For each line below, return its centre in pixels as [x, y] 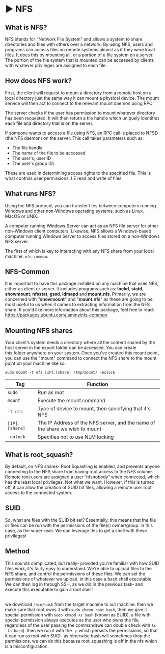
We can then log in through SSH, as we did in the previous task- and [74, 584]
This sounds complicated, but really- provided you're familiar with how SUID [82, 563]
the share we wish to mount [69, 429]
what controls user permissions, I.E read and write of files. [64, 178]
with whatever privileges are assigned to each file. [56, 65]
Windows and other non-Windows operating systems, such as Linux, [75, 211]
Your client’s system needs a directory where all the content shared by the [80, 343]
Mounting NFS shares [39, 330]
